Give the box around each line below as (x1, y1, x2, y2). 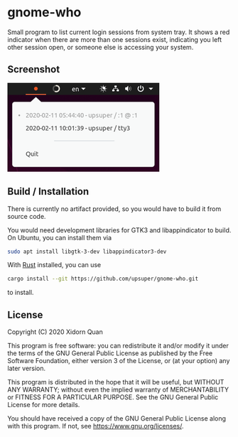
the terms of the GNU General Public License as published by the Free (7, 349, 213, 357)
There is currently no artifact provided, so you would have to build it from (7, 204, 222, 213)
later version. (7, 364, 46, 373)
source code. (7, 212, 46, 220)
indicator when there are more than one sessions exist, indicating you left (7, 35, 222, 43)
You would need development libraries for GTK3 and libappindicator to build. (7, 225, 232, 234)
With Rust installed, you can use (7, 261, 102, 269)
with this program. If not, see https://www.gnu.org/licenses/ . (7, 422, 184, 431)
